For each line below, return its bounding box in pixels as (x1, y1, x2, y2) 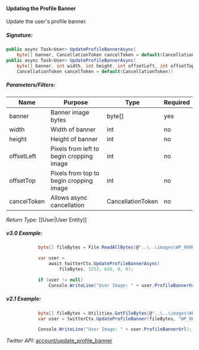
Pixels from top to (50, 169, 99, 177)
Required (163, 98, 190, 106)
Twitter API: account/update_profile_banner (6, 337, 113, 344)
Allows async (50, 193, 88, 202)
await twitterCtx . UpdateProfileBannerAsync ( (48, 261, 161, 267)
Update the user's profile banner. (6, 18, 87, 25)
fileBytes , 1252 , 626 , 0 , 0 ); (59, 266, 134, 272)
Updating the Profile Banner (6, 5, 76, 12)
